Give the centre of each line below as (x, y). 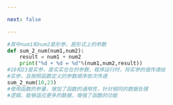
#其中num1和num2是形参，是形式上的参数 (57, 44)
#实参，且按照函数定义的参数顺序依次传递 (57, 76)
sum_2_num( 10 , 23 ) (32, 82)
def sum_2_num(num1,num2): (46, 51)
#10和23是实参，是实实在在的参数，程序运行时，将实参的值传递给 (86, 70)
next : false (24, 19)
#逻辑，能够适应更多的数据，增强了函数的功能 (62, 95)
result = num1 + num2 (50, 57)
